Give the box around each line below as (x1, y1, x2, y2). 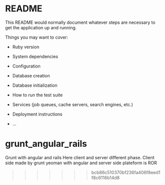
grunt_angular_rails (5, 138, 88, 149)
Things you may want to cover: (5, 34, 68, 40)
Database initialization (12, 82, 58, 88)
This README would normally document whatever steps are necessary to (5, 19, 156, 25)
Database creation (12, 72, 51, 78)
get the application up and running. (5, 24, 77, 30)
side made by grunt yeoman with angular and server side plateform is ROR (5, 160, 157, 166)
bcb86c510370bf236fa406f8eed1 (91, 169, 161, 175)
